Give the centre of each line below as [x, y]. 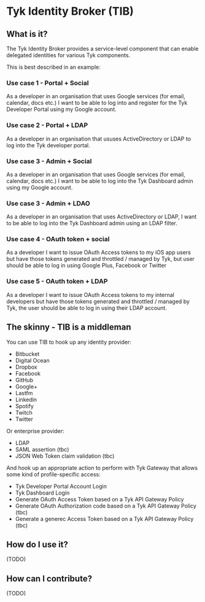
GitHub [24, 380]
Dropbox [26, 367]
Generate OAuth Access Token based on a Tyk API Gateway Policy [99, 499]
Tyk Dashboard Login [42, 493]
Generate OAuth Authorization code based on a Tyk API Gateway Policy [106, 506]
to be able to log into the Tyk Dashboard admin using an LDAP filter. [92, 223]
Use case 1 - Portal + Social [48, 83]
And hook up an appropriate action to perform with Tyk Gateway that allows [102, 468]
